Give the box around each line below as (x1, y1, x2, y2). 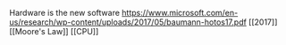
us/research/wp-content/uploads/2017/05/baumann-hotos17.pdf (9, 17, 248, 27)
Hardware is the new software (9, 8, 121, 18)
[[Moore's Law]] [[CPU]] (9, 26, 99, 36)
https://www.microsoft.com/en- (122, 8, 239, 18)
